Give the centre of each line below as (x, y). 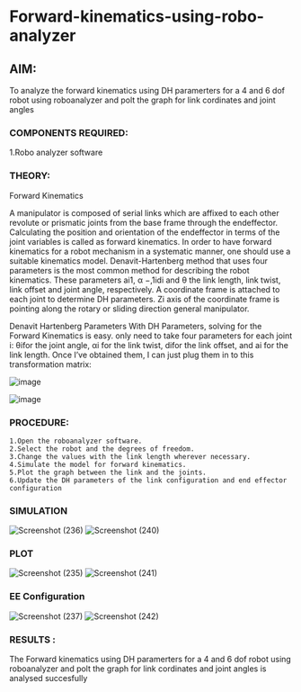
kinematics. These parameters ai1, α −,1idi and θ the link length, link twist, (145, 280)
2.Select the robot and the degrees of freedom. (102, 449)
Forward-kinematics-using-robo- (137, 17)
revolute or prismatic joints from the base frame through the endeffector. (144, 222)
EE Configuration (47, 597)
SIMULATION (39, 510)
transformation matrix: (50, 364)
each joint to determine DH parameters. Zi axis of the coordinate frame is (145, 299)
